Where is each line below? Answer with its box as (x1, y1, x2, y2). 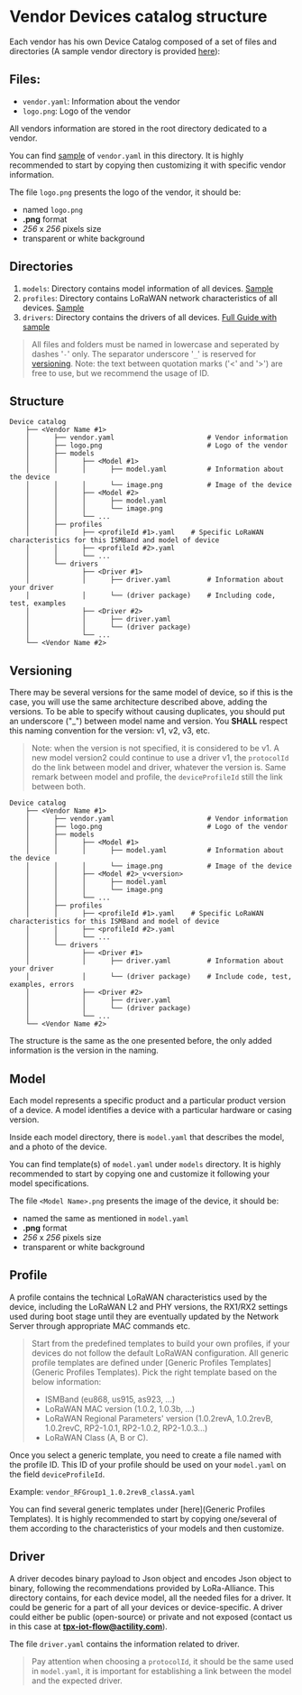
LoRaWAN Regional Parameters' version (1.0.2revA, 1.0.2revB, (44, 1413, 273, 1423)
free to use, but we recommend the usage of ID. (31, 367, 210, 378)
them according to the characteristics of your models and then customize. (9, 1523, 285, 1534)
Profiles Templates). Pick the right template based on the (66, 1367, 278, 1377)
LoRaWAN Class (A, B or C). (44, 1432, 149, 1442)
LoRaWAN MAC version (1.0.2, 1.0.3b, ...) (44, 1403, 196, 1414)
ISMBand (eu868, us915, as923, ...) (44, 1394, 176, 1405)
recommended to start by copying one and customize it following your (9, 1168, 270, 1179)
